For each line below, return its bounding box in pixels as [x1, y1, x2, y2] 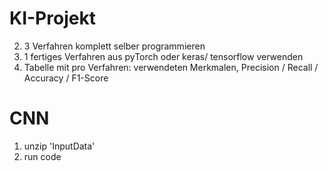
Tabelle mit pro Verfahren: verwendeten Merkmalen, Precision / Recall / [23, 61, 319, 73]
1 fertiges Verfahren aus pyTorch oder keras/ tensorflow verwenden [23, 50, 304, 62]
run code [23, 150, 62, 162]
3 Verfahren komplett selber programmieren [23, 40, 206, 52]
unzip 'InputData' [23, 140, 96, 152]
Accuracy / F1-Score [23, 72, 109, 84]
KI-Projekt [9, 7, 96, 30]
